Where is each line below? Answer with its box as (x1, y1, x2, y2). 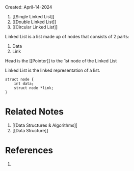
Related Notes (5, 106, 64, 117)
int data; (14, 81, 34, 86)
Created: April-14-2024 (5, 4, 53, 10)
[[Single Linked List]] (12, 14, 54, 19)
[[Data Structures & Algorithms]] (12, 122, 78, 128)
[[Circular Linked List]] (12, 24, 58, 30)
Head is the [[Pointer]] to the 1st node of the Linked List (5, 58, 117, 63)
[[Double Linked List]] (12, 19, 56, 25)
